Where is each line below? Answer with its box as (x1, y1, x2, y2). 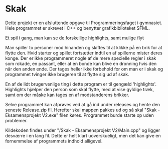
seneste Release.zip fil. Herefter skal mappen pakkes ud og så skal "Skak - (5, 107, 160, 113)
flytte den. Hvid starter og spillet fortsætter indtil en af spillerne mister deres (5, 50, 163, 56)
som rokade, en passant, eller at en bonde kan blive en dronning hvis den (5, 60, 157, 66)
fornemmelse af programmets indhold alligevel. (5, 138, 103, 144)
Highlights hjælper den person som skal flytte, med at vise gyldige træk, (5, 86, 154, 92)
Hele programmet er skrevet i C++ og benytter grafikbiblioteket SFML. (5, 25, 150, 31)
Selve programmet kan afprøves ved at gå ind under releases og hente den (5, 101, 160, 107)
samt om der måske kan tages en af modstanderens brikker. (5, 92, 129, 98)
